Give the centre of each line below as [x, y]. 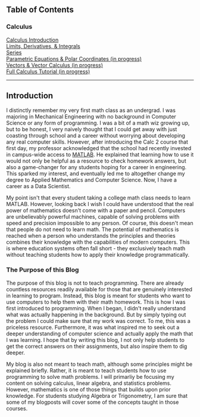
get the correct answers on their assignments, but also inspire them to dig [97, 346]
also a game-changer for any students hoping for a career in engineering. [96, 167]
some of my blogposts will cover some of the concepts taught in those [93, 402]
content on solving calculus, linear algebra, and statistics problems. [89, 383]
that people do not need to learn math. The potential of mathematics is [93, 229]
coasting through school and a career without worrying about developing [96, 135]
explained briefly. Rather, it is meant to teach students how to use [86, 370]
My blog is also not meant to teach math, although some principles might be [99, 364]
